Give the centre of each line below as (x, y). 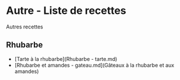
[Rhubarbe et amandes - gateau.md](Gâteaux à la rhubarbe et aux (94, 65)
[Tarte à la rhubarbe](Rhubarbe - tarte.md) (66, 59)
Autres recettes (25, 27)
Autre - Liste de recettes (66, 11)
